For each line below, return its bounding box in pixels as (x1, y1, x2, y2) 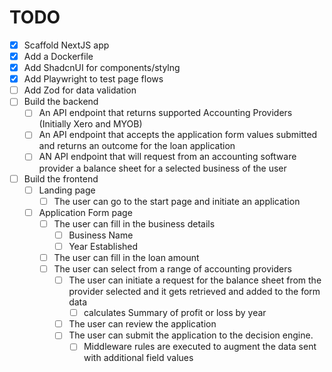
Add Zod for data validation (23, 84, 137, 96)
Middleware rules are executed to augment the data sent (83, 341, 317, 353)
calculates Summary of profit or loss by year (83, 307, 267, 319)
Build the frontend (23, 172, 99, 185)
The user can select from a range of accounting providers (53, 263, 292, 275)
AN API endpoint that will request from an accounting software (38, 151, 297, 163)
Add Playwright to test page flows (23, 73, 164, 85)
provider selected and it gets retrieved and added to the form (68, 286, 321, 298)
